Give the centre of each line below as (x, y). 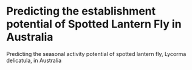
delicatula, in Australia (34, 60)
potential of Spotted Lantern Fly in (94, 24)
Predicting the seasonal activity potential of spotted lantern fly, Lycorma (96, 54)
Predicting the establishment (81, 11)
